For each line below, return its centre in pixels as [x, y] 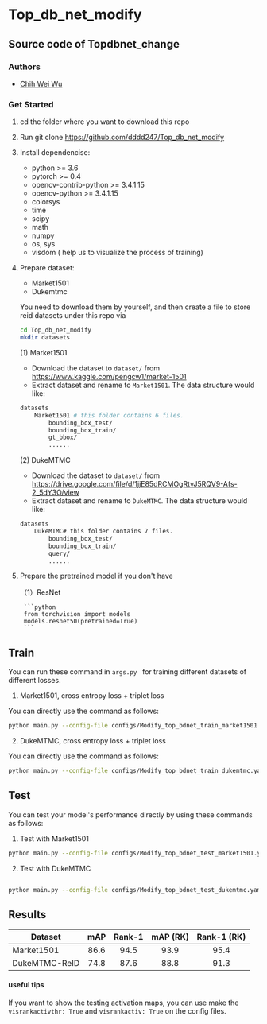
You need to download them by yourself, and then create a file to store [135, 307]
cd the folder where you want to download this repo [104, 122]
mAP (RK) [170, 937]
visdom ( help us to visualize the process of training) [118, 253]
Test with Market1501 [54, 838]
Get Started [31, 104]
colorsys [46, 202]
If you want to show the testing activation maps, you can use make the [124, 1003]
